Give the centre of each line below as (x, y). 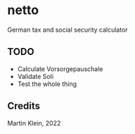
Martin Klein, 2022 (34, 123)
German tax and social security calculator (67, 30)
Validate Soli (36, 76)
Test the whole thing (47, 84)
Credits (24, 106)
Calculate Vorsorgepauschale (60, 68)
